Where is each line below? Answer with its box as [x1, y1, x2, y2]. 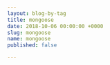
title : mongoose [7, 16, 54, 23]
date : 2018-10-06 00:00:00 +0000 [7, 23, 104, 29]
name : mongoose [7, 36, 51, 42]
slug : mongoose [7, 29, 51, 36]
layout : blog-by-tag [7, 10, 67, 17]
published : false [7, 42, 57, 49]
